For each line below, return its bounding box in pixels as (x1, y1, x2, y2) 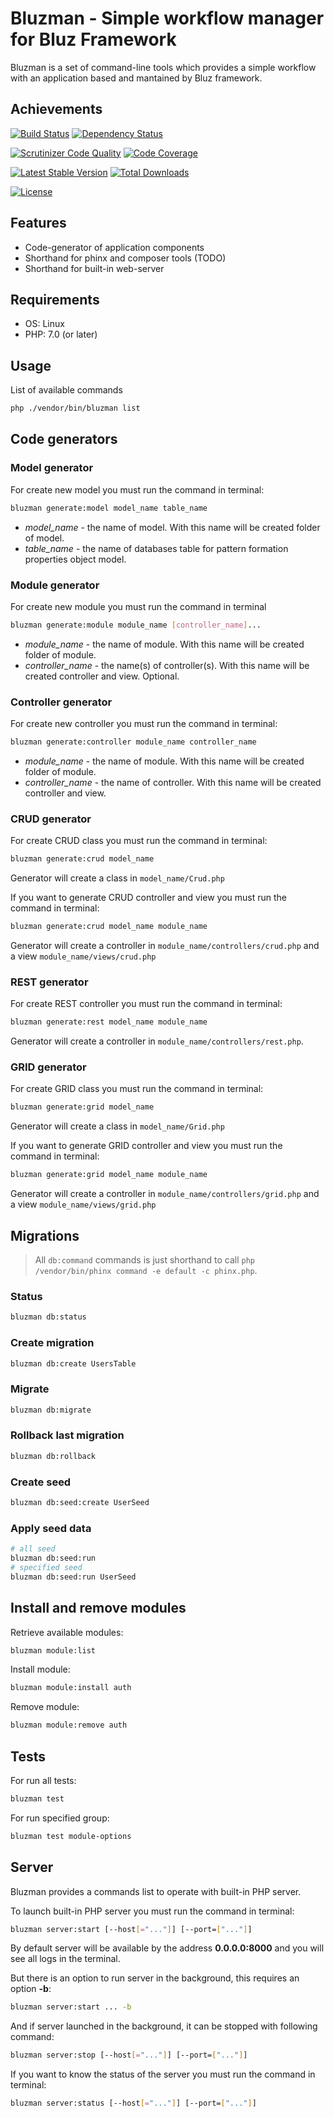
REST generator (10, 975, 89, 989)
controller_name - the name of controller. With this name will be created (24, 776, 322, 788)
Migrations (10, 1227, 80, 1244)
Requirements (10, 291, 100, 308)
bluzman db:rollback (10, 1451, 97, 1461)
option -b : (10, 1983, 52, 1995)
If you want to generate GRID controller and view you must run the (10, 1140, 283, 1152)
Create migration (10, 1336, 95, 1350)
